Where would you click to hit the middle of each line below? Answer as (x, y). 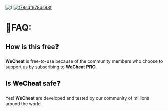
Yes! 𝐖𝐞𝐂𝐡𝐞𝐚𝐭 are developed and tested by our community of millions (77, 98)
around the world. (24, 104)
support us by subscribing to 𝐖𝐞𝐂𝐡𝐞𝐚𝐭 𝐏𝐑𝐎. (51, 67)
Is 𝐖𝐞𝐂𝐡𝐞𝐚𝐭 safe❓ (33, 84)
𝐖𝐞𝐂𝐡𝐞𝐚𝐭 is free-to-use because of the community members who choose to (84, 61)
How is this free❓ (32, 47)
